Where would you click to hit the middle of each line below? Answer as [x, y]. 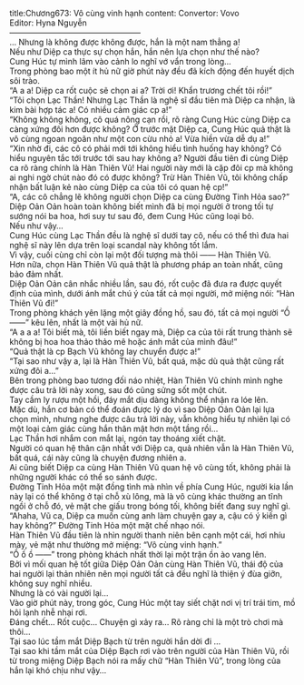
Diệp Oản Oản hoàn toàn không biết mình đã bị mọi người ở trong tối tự [142, 207]
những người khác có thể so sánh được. [83, 477]
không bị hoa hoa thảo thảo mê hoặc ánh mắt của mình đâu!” [123, 342]
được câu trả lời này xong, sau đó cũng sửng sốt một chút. [118, 390]
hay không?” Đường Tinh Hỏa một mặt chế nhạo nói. [108, 525]
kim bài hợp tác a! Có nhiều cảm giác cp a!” [91, 110]
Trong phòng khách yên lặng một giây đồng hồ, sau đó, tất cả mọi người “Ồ [150, 312]
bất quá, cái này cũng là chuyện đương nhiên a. [98, 458]
